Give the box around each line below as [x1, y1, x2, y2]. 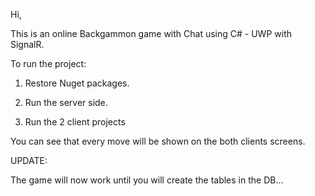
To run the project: [10, 58, 87, 69]
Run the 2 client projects [24, 116, 126, 128]
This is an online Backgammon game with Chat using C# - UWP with [10, 28, 293, 39]
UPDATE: [10, 155, 48, 166]
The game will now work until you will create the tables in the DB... [10, 174, 284, 186]
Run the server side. [24, 97, 108, 108]
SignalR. [10, 39, 45, 50]
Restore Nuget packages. [24, 77, 130, 89]
